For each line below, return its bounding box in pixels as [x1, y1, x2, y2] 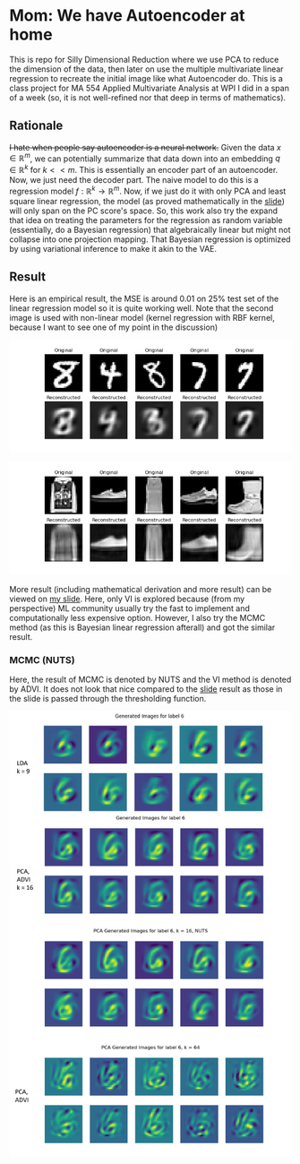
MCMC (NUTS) [9, 653, 75, 666]
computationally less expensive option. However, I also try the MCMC [9, 612, 266, 623]
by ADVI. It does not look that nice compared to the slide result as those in [9, 684, 283, 694]
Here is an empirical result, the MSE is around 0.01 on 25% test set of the [9, 293, 279, 304]
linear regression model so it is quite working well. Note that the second [9, 302, 274, 314]
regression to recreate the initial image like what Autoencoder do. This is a [9, 73, 284, 83]
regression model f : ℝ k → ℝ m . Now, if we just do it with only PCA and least [9, 185, 287, 196]
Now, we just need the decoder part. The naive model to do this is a [9, 175, 259, 185]
